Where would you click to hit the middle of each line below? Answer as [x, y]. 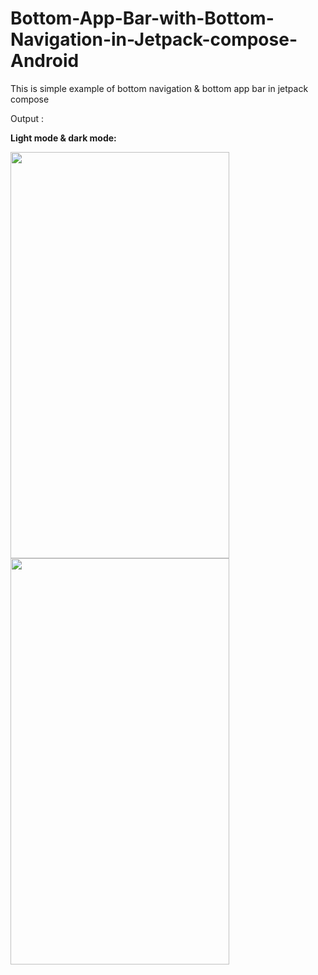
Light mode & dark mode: [63, 138]
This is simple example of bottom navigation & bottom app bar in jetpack [159, 88]
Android [45, 61]
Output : [27, 118]
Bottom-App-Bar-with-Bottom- [142, 18]
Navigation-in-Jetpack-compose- [154, 39]
